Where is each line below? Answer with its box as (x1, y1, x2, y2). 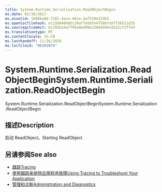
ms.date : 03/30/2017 (5, 12, 47, 16)
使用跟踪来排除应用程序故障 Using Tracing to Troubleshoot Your (12, 170, 138, 176)
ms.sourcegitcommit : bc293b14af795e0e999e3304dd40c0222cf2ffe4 (5, 25, 135, 30)
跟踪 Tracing (12, 164, 36, 170)
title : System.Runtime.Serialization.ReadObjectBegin (5, 7, 116, 12)
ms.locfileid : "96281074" (5, 43, 57, 48)
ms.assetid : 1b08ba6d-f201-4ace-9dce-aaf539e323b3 (5, 16, 109, 21)
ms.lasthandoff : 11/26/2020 (5, 39, 62, 44)
